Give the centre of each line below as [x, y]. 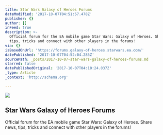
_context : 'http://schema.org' [37, 77]
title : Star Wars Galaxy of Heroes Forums [49, 9]
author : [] [16, 23]
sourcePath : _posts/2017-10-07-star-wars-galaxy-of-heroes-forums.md [77, 59]
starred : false [20, 64]
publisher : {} [19, 18]
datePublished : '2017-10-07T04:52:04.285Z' [50, 55]
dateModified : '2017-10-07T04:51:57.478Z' [49, 14]
